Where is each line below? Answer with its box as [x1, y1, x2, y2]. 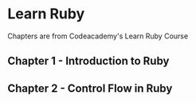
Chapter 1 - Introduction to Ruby [7, 54, 170, 68]
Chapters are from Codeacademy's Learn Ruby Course [7, 31, 189, 41]
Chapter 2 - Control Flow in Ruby [7, 81, 173, 95]
